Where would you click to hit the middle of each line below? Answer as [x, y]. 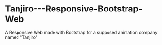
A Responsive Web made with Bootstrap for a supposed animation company [81, 32]
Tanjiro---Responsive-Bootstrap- [74, 9]
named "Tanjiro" [21, 37]
